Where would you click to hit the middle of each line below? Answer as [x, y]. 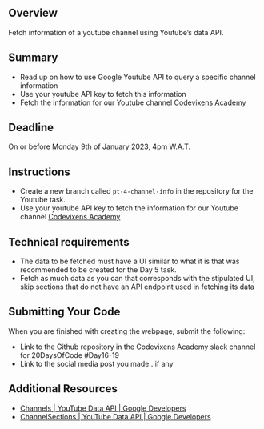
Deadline [31, 128]
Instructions [39, 172]
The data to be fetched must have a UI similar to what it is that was [130, 261]
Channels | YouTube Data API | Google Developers [103, 408]
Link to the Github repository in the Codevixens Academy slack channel [138, 347]
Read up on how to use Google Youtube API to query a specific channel [138, 77]
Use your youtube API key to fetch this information [103, 94]
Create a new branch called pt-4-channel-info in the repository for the [136, 191]
